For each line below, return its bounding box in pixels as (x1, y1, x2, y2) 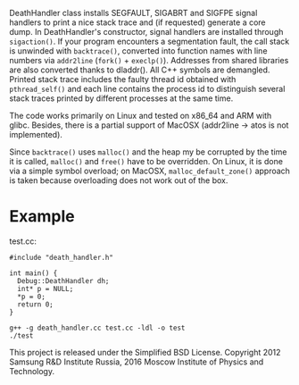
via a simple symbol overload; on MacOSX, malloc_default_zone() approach (9, 165, 290, 176)
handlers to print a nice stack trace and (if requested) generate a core (9, 17, 266, 28)
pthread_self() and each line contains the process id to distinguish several (9, 84, 286, 94)
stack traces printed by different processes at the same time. (9, 93, 234, 104)
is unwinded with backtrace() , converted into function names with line (9, 46, 268, 56)
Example (9, 206, 75, 227)
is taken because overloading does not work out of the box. (9, 175, 228, 186)
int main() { (9, 268, 58, 278)
